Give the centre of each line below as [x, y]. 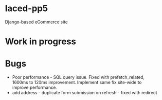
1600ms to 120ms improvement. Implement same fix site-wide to [77, 83]
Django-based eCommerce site [36, 22]
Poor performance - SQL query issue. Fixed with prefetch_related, [78, 77]
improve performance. [35, 87]
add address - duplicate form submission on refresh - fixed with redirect [84, 93]
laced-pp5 [27, 8]
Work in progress [41, 42]
